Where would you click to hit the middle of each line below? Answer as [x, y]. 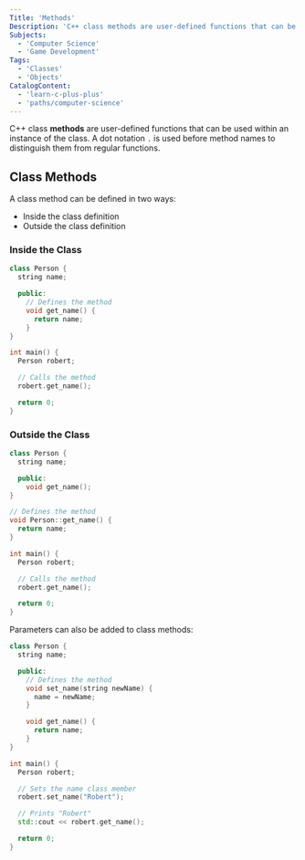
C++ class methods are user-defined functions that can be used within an [149, 129]
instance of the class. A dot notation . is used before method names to [142, 139]
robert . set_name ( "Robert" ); [71, 797]
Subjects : [28, 35]
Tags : [20, 60]
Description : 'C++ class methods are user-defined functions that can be [153, 26]
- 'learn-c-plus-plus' [61, 94]
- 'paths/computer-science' [71, 103]
